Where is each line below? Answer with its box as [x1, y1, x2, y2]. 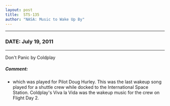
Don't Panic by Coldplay [5, 54, 56, 61]
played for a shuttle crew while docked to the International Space [12, 84, 148, 90]
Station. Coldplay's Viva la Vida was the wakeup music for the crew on [12, 89, 160, 95]
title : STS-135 [5, 12, 39, 17]
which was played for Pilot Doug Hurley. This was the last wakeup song [12, 79, 162, 85]
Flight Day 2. [12, 94, 39, 101]
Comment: [5, 66, 28, 72]
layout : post [5, 7, 33, 13]
